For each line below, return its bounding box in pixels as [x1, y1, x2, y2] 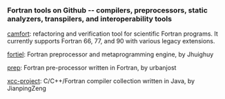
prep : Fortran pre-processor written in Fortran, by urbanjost [7, 64, 177, 72]
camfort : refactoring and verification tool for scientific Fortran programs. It [7, 30, 219, 38]
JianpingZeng [7, 85, 47, 93]
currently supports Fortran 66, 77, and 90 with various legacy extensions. [7, 37, 215, 45]
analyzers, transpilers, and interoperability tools [7, 14, 173, 23]
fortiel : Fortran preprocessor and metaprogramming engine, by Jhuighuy [7, 50, 214, 58]
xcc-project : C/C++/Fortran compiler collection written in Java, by [7, 77, 195, 85]
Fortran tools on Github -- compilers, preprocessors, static [7, 5, 208, 15]
